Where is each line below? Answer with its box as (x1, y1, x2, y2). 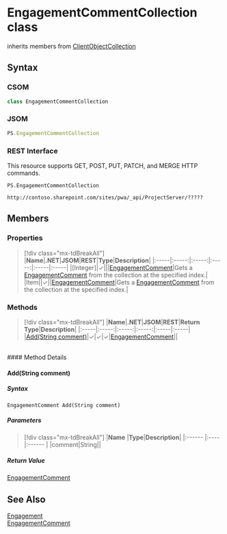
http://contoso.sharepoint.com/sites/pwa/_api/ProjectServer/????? (7, 194, 204, 201)
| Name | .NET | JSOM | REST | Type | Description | (23, 256, 152, 265)
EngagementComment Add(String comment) (7, 402, 121, 409)
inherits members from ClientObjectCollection (7, 42, 137, 50)
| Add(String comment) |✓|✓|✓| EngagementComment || (23, 332, 178, 341)
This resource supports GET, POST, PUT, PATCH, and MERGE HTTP (7, 161, 198, 169)
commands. (7, 169, 41, 177)
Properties (7, 233, 43, 243)
